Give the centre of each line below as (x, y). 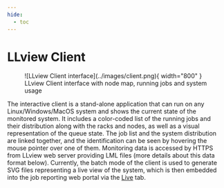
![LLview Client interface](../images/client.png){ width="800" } (113, 76)
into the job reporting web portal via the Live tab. (77, 178)
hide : (15, 15)
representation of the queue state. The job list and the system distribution (112, 133)
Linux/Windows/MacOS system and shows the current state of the (102, 111)
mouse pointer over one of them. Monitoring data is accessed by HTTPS (110, 148)
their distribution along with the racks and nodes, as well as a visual (103, 126)
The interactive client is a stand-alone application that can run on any (106, 104)
